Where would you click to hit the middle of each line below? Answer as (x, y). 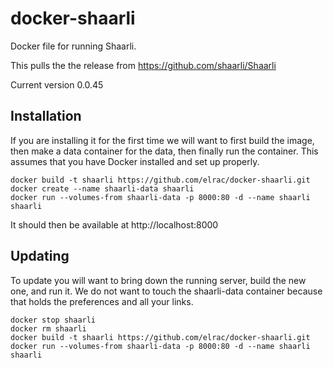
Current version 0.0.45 (57, 84)
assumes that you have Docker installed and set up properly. (135, 161)
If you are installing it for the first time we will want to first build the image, (162, 140)
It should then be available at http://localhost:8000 (114, 224)
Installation (46, 116)
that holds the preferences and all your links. (102, 301)
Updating (40, 256)
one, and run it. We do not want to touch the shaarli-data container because (166, 291)
